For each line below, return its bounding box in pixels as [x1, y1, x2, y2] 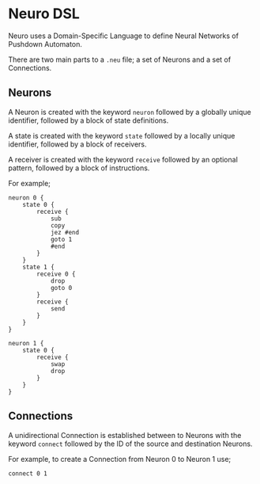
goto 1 [50, 235, 73, 243]
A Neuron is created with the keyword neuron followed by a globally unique [8, 107, 251, 116]
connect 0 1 [8, 469, 47, 478]
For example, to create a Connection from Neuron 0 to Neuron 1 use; [8, 454, 232, 463]
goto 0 [50, 284, 73, 292]
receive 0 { [36, 270, 77, 278]
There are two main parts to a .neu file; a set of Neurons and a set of [8, 55, 232, 64]
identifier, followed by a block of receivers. [8, 139, 148, 149]
